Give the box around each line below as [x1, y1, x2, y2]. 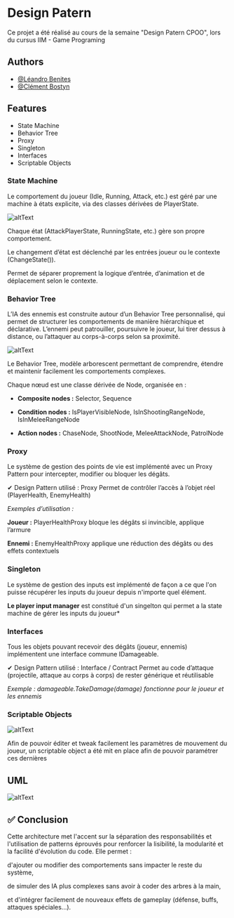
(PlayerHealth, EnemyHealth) [7, 491, 91, 500]
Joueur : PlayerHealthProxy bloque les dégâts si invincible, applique [7, 518, 205, 526]
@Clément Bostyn [17, 82, 70, 91]
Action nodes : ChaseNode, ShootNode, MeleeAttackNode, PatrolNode [17, 429, 224, 437]
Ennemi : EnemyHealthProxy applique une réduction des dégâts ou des [7, 539, 214, 548]
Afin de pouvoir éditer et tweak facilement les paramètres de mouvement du [7, 739, 228, 748]
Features [7, 103, 47, 115]
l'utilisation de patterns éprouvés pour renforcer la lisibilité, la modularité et [7, 839, 224, 848]
